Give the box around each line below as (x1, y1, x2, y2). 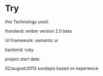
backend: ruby (5, 47, 34, 52)
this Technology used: (5, 19, 49, 25)
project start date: (5, 56, 41, 62)
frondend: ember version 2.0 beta (5, 28, 72, 34)
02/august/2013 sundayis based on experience (5, 65, 99, 71)
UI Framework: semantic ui (5, 37, 58, 43)
